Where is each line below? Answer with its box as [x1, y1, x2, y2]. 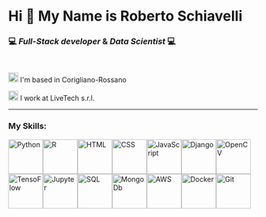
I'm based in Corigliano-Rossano [19, 75, 127, 85]
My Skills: [8, 120, 47, 131]
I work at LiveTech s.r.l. [19, 93, 95, 103]
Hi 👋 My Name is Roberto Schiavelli [8, 7, 243, 25]
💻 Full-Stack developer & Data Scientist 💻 [8, 36, 177, 47]
